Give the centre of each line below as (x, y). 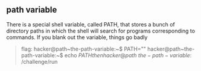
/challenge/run (39, 61)
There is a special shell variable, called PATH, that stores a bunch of (91, 24)
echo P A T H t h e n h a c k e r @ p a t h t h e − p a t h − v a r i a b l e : (128, 55)
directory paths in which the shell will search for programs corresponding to (101, 31)
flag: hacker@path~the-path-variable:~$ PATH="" (84, 49)
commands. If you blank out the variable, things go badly (77, 37)
